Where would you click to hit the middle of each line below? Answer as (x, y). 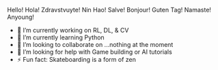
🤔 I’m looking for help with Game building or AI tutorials (94, 52)
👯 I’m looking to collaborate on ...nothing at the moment (95, 45)
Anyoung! (21, 17)
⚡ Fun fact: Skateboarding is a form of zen (77, 59)
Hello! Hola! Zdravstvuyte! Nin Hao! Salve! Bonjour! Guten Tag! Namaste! (109, 10)
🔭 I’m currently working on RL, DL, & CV (73, 30)
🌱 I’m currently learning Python (60, 37)
